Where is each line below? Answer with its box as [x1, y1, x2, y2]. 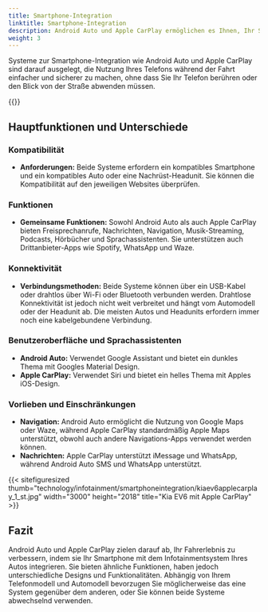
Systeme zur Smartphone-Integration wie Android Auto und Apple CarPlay [8, 56, 253, 66]
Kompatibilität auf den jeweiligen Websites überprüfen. [19, 179, 201, 189]
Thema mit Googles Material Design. [19, 362, 140, 371]
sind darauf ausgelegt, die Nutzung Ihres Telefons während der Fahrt [8, 65, 235, 74]
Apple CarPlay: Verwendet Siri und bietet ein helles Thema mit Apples [19, 370, 251, 380]
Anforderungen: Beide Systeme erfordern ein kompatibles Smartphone [19, 162, 255, 172]
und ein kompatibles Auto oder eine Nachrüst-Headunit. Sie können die [19, 170, 254, 180]
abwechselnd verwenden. [8, 595, 93, 605]
